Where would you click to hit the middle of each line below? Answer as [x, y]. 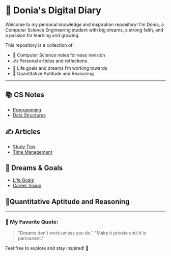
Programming [27, 109]
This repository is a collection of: [40, 45]
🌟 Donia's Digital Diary [53, 10]
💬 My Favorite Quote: [32, 222]
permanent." [31, 238]
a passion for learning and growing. [42, 35]
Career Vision [27, 186]
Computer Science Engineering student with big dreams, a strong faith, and [84, 30]
